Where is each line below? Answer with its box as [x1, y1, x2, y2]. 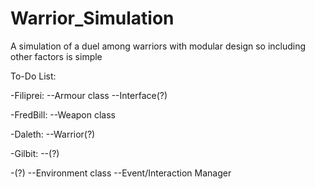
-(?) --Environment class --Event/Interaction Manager [10, 167, 232, 179]
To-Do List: [10, 70, 57, 82]
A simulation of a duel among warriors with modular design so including [10, 40, 307, 52]
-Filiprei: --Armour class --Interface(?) [10, 89, 168, 101]
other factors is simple [10, 50, 103, 62]
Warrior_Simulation [10, 7, 175, 30]
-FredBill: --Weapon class [10, 108, 116, 121]
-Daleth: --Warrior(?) [10, 128, 96, 140]
